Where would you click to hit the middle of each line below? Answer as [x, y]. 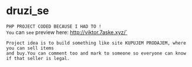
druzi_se [27, 11]
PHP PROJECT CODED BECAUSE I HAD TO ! [54, 26]
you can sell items [30, 48]
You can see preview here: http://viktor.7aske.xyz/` [67, 32]
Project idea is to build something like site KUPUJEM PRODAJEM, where [96, 43]
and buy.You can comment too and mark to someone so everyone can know [96, 53]
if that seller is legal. [38, 58]
